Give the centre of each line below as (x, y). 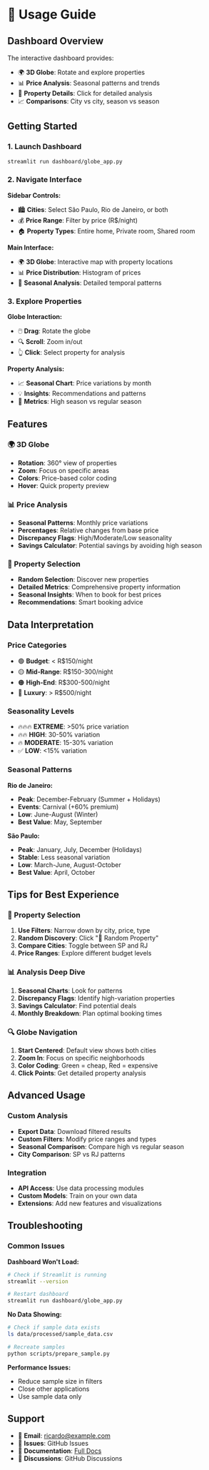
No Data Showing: (35, 1314)
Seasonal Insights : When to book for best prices (90, 594)
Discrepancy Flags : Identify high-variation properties (96, 998)
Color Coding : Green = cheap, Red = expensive (88, 1065)
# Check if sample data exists (54, 1328)
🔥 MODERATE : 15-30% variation (66, 743)
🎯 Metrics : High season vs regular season (80, 402)
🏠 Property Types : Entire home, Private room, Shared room (106, 230)
